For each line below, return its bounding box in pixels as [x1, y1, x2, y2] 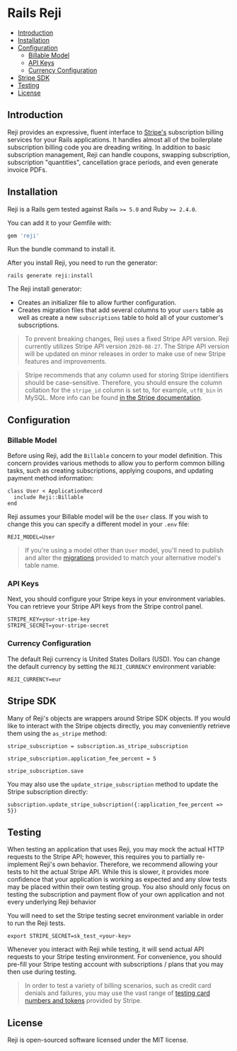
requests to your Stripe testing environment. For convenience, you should [7, 953, 222, 961]
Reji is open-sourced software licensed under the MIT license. [7, 1035, 189, 1045]
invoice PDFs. [7, 165, 47, 174]
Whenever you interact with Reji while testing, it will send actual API [7, 945, 204, 953]
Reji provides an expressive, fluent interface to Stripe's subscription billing [7, 127, 224, 136]
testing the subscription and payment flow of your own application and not [7, 890, 225, 899]
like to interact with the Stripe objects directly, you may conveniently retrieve [7, 721, 231, 730]
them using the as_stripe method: [7, 729, 108, 737]
